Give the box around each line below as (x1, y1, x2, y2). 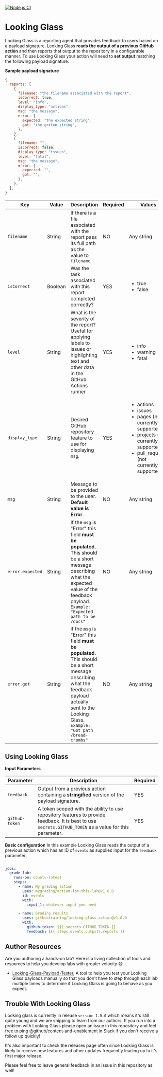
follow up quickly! (5, 1033, 40, 1039)
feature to (70, 434, 93, 441)
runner (70, 388, 86, 395)
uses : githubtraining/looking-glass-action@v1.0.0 (22, 915, 127, 920)
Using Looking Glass (5, 753, 69, 761)
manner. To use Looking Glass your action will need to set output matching (5, 53, 155, 59)
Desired (70, 416, 89, 423)
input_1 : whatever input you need (26, 902, 97, 907)
